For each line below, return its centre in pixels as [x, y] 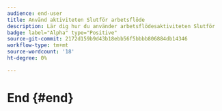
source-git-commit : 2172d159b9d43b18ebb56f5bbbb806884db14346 [97, 39]
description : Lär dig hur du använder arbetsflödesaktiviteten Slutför [111, 26]
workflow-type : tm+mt [38, 45]
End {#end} [40, 98]
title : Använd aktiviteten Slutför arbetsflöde [76, 20]
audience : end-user [35, 13]
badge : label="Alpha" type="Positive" [62, 33]
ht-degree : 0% [27, 58]
